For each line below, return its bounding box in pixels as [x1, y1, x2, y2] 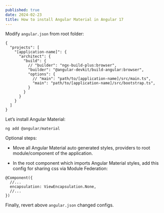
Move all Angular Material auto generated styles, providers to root [12, 145, 151, 151]
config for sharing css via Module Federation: [12, 166, 108, 172]
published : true [5, 7, 40, 13]
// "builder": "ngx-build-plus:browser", [27, 63, 117, 68]
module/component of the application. [12, 150, 93, 157]
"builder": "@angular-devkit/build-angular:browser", [27, 67, 144, 73]
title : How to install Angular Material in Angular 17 [5, 17, 124, 22]
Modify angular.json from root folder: [5, 31, 84, 37]
